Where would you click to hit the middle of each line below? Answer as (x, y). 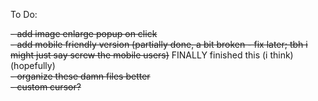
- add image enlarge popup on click (84, 33)
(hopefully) (33, 65)
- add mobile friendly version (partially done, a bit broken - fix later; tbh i (159, 44)
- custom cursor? (46, 87)
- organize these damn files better (80, 76)
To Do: (24, 14)
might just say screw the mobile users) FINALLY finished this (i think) (152, 55)
